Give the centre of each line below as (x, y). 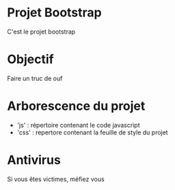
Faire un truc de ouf (35, 78)
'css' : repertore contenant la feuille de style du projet (93, 132)
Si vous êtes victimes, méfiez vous (56, 179)
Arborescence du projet (76, 106)
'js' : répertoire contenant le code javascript (78, 125)
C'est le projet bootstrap (41, 32)
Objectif (30, 59)
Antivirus (34, 160)
